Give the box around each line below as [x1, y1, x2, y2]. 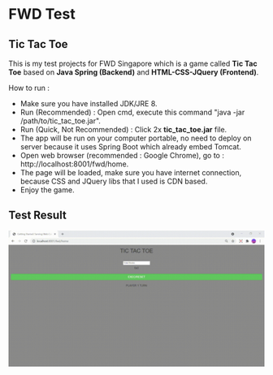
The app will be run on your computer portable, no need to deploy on [19, 133, 252, 143]
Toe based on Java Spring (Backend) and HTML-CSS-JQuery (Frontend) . [8, 67, 259, 77]
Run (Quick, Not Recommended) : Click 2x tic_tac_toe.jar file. [19, 125, 227, 134]
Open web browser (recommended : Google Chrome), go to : [19, 151, 225, 160]
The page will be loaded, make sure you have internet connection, [19, 168, 242, 177]
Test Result [8, 209, 67, 222]
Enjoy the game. [19, 185, 75, 195]
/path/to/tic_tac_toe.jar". [19, 116, 102, 126]
